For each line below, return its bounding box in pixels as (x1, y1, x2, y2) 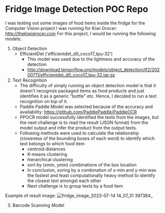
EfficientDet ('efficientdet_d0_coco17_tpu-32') (19, 51, 113, 57)
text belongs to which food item (19, 140, 85, 146)
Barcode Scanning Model (12, 202, 65, 208)
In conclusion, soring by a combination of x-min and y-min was (27, 167, 157, 173)
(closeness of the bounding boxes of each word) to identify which (19, 135, 155, 141)
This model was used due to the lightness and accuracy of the (27, 56, 155, 62)
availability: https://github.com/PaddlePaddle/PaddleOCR (19, 108, 137, 115)
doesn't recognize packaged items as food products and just (19, 88, 145, 94)
